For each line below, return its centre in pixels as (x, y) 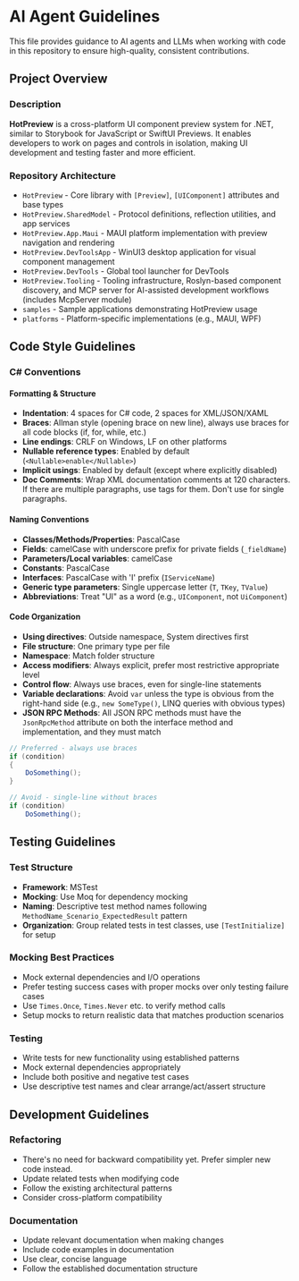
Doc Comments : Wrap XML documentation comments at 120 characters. (156, 479)
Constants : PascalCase (66, 568)
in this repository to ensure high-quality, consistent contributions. (129, 50)
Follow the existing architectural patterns (97, 1188)
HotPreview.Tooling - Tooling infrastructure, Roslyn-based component (151, 280)
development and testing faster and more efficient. (103, 152)
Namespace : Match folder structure (88, 656)
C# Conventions (45, 372)
